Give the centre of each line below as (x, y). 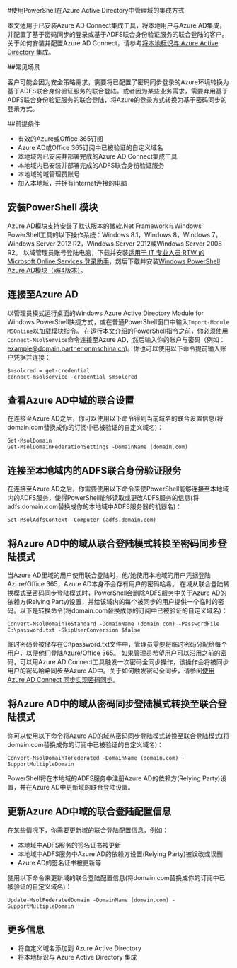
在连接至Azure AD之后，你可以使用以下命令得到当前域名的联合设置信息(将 (115, 418)
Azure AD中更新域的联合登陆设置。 (83, 787)
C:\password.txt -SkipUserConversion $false (74, 630)
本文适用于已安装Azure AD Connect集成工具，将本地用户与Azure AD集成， (116, 25)
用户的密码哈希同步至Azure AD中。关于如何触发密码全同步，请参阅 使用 (111, 671)
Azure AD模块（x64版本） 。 (47, 270)
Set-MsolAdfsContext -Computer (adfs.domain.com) (82, 520)
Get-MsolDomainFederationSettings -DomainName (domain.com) (98, 447)
